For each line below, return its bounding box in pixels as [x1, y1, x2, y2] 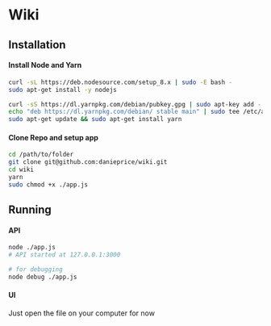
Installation [8, 38, 66, 52]
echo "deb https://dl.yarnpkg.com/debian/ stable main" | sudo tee [8, 107, 240, 116]
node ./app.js [8, 244, 56, 252]
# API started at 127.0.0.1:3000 [8, 251, 121, 259]
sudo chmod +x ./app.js [8, 180, 89, 189]
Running [8, 203, 52, 217]
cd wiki [8, 165, 35, 174]
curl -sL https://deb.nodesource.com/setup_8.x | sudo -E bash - [8, 78, 232, 86]
